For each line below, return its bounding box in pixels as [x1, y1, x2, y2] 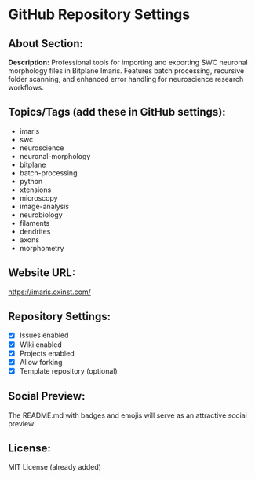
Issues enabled [19, 330, 69, 340]
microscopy [19, 193, 58, 202]
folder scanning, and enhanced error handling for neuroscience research [8, 75, 244, 83]
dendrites [19, 227, 51, 236]
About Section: [8, 37, 84, 50]
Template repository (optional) [19, 366, 118, 375]
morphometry [19, 243, 64, 252]
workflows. [8, 83, 45, 92]
